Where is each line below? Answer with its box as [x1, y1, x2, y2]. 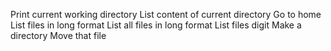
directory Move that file [10, 30, 107, 41]
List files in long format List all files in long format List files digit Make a [10, 19, 302, 31]
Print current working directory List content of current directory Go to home [10, 9, 322, 20]
